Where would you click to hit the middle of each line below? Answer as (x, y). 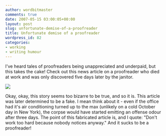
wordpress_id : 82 (23, 38)
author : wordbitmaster (29, 10)
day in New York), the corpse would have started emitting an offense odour (83, 112)
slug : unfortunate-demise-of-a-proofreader (52, 29)
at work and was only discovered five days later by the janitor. (69, 77)
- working (16, 47)
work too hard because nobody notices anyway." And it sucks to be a (77, 122)
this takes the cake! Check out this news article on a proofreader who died (82, 71)
